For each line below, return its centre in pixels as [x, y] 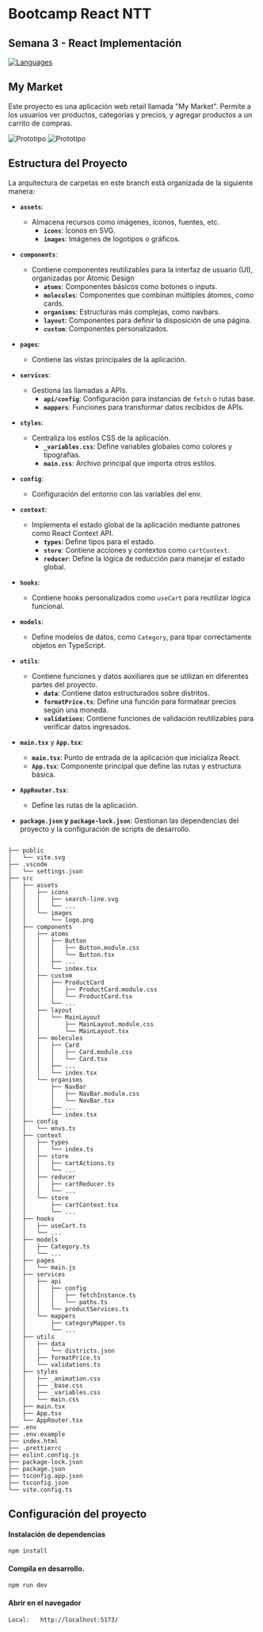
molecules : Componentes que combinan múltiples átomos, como [149, 295]
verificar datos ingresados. [87, 727]
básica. [43, 774]
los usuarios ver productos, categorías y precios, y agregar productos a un [130, 114]
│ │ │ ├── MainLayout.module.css [81, 1024]
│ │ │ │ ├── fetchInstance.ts [72, 1295]
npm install [28, 1551]
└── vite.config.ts [40, 1490]
